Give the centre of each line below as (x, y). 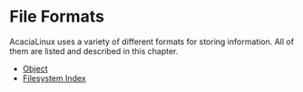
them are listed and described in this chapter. (94, 51)
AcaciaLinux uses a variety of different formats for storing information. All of (152, 41)
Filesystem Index (54, 78)
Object (35, 69)
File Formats (57, 17)
